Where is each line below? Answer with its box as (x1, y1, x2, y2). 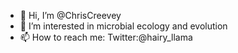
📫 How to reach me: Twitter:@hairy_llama (19, 31, 193, 43)
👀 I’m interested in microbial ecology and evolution (19, 20, 228, 32)
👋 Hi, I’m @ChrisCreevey (19, 10, 122, 21)
